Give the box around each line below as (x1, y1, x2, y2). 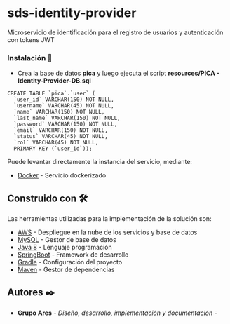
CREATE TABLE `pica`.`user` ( (7, 90, 96, 97)
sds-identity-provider (7, 5, 137, 21)
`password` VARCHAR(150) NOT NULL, (13, 121, 118, 128)
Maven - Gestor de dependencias (17, 265, 115, 274)
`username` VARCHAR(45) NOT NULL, (13, 102, 114, 109)
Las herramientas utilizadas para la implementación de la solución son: (7, 215, 212, 223)
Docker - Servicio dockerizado (17, 171, 107, 180)
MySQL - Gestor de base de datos (17, 236, 117, 244)
